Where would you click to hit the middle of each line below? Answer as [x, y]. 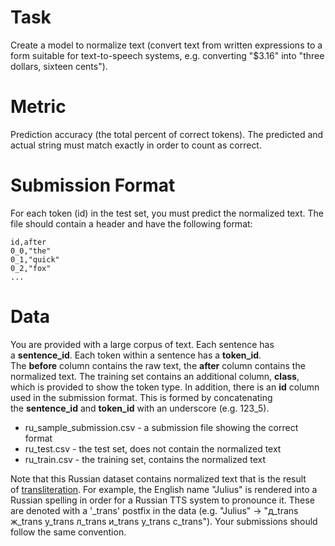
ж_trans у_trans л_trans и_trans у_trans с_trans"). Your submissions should [164, 521]
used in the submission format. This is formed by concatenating [141, 397]
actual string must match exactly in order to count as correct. [136, 145]
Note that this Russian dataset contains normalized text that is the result [158, 478]
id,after [28, 242]
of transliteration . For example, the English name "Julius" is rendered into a [164, 489]
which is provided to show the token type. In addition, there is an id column [165, 387]
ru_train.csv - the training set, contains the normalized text [145, 459]
